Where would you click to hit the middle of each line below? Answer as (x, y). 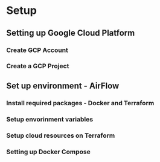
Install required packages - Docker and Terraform (80, 103)
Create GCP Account (37, 50)
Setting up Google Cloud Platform (71, 33)
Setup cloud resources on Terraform (61, 135)
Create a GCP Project (38, 66)
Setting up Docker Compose (48, 152)
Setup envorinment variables (50, 119)
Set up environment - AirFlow (63, 86)
